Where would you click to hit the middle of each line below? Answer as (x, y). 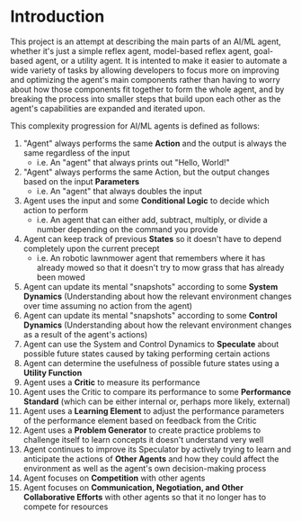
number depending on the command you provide (127, 229)
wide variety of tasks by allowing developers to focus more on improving (145, 70)
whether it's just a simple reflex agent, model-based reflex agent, (131, 50)
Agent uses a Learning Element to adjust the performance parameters (154, 410)
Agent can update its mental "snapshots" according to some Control (150, 315)
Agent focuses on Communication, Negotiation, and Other (133, 487)
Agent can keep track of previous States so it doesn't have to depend (152, 238)
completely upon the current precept (91, 248)
